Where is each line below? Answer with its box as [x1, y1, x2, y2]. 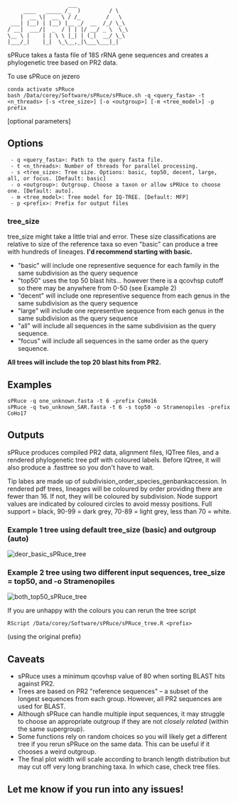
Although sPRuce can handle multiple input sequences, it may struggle [17, 710, 225, 718]
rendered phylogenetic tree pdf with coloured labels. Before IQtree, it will [7, 455, 221, 464]
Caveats [7, 653, 45, 665]
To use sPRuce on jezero [7, 72, 80, 80]
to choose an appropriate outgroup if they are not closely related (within [17, 717, 229, 726]
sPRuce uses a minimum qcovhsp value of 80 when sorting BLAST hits [17, 672, 225, 681]
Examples [7, 379, 52, 391]
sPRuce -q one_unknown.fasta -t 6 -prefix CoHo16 [7, 397, 158, 404]
